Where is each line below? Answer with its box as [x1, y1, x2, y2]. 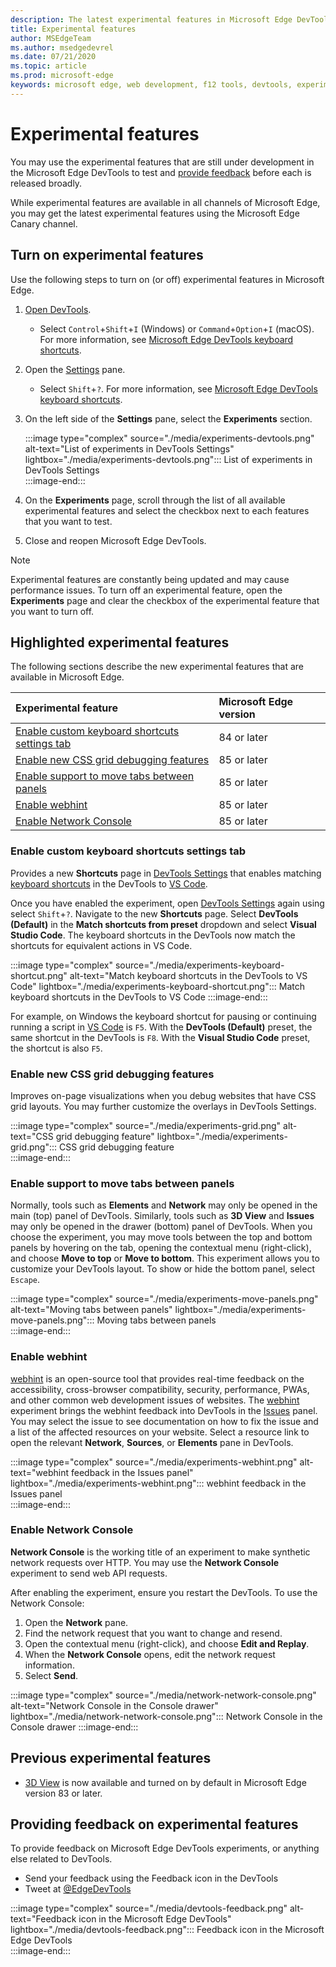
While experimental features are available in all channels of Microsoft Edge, [10, 196, 321, 208]
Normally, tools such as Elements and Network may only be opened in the [10, 1199, 318, 1211]
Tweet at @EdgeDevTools [24, 1883, 132, 1895]
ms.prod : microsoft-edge [10, 71, 114, 81]
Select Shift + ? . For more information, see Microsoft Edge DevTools [39, 382, 318, 395]
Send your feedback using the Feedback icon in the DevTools [24, 1872, 279, 1885]
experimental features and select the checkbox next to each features [24, 504, 310, 516]
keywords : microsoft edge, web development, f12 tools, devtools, [10, 80, 293, 90]
